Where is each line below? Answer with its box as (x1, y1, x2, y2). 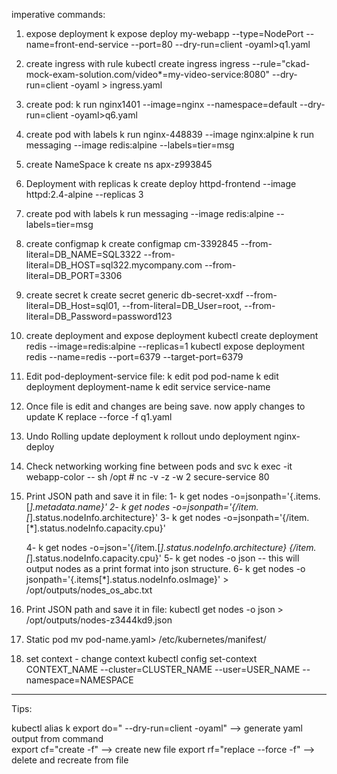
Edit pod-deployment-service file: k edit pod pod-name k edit (25, 370, 279, 382)
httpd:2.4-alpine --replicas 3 (25, 189, 144, 200)
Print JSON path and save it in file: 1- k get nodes (25, 490, 229, 502)
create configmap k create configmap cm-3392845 (25, 238, 239, 249)
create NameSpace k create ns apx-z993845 (25, 159, 213, 170)
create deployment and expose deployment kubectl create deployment (25, 330, 319, 341)
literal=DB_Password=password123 (25, 310, 173, 322)
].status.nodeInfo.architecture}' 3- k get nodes (29, 512, 221, 523)
